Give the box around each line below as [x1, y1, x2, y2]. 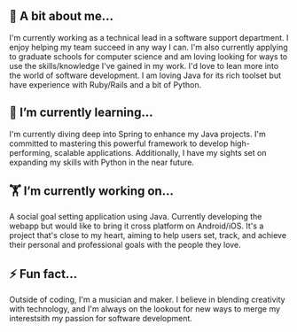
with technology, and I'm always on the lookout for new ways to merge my [9, 304, 281, 314]
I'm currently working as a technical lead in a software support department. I [9, 32, 289, 42]
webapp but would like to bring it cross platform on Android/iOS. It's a [9, 220, 264, 231]
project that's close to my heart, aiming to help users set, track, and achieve [9, 230, 286, 241]
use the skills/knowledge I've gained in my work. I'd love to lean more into [9, 60, 279, 71]
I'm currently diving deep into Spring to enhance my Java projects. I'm [9, 128, 266, 139]
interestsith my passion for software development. [9, 313, 193, 324]
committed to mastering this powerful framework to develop [9, 138, 229, 149]
